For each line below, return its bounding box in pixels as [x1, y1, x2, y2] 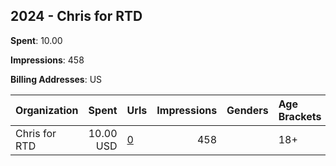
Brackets [278, 109, 322, 123]
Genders [226, 103, 269, 117]
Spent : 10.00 [10, 34, 63, 46]
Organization [15, 103, 79, 117]
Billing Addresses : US [10, 73, 103, 85]
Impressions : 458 [10, 54, 85, 66]
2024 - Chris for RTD [10, 8, 143, 25]
